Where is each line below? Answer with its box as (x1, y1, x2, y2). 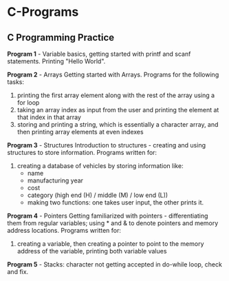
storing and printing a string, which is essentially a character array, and (17, 121, 219, 128)
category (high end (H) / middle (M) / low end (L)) (27, 191, 168, 199)
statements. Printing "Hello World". (7, 57, 106, 65)
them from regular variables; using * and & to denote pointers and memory (7, 219, 219, 227)
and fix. (7, 268, 29, 275)
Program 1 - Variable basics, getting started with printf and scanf (7, 50, 191, 58)
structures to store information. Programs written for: (7, 149, 157, 156)
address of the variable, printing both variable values (17, 247, 167, 255)
